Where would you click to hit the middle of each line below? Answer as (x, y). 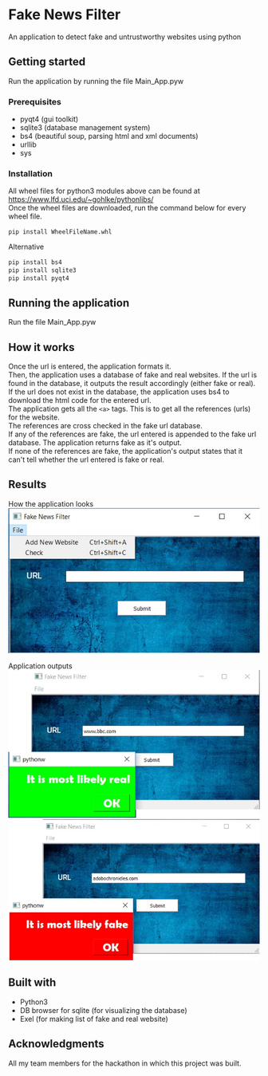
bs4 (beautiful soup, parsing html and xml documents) (109, 136)
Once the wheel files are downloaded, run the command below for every (127, 208)
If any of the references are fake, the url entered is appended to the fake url (132, 434)
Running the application (69, 303)
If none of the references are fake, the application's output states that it (126, 451)
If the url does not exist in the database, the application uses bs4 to (119, 392)
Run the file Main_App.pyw (52, 322)
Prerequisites (35, 101)
